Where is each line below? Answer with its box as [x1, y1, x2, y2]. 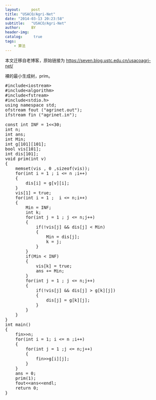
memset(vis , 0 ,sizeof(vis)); [15, 165, 90, 171]
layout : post [5, 7, 40, 12]
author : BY [5, 25, 36, 30]
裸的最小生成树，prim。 [5, 73, 53, 79]
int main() [5, 321, 31, 327]
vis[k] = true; [36, 263, 72, 269]
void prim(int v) [5, 156, 46, 161]
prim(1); [15, 375, 37, 381]
